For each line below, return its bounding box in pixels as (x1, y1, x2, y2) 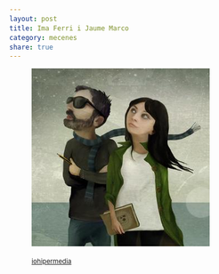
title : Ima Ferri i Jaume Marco (9, 23, 129, 33)
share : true (9, 43, 53, 52)
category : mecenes (9, 33, 77, 42)
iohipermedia (31, 257, 72, 266)
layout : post (9, 14, 58, 23)
